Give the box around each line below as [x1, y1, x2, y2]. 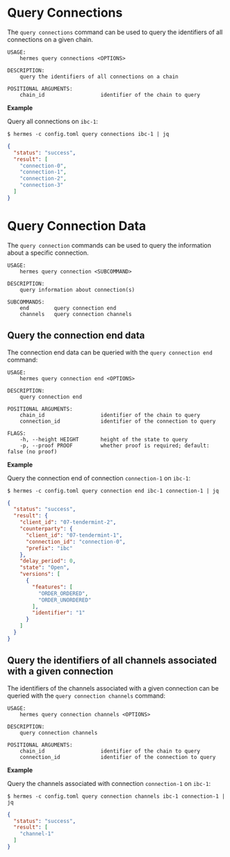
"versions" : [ [19, 571, 60, 578]
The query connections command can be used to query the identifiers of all [7, 28, 223, 36]
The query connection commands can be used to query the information [7, 241, 212, 249]
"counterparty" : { [19, 526, 73, 533]
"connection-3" [19, 182, 64, 189]
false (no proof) [7, 448, 58, 455]
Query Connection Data [7, 218, 147, 234]
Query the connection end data [7, 329, 145, 342]
